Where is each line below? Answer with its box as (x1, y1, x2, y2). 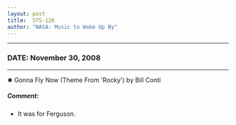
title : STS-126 (7, 17, 55, 24)
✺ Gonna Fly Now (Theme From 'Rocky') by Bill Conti (7, 75, 162, 84)
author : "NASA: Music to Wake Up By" (7, 23, 118, 30)
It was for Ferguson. (17, 110, 76, 118)
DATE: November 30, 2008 (7, 53, 101, 63)
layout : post (7, 10, 46, 18)
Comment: (7, 92, 39, 100)
